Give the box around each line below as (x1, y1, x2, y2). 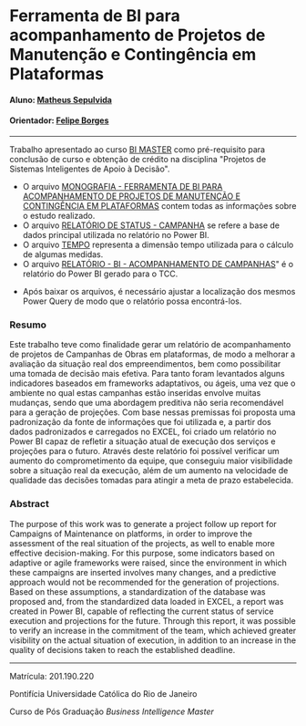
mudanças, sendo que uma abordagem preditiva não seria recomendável (9, 398, 284, 409)
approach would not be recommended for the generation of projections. (9, 576, 280, 587)
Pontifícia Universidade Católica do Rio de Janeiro (9, 688, 198, 699)
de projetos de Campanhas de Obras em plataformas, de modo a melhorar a (9, 348, 296, 360)
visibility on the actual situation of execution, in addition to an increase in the (9, 635, 297, 646)
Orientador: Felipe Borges (9, 115, 109, 126)
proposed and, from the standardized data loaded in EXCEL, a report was (9, 596, 284, 607)
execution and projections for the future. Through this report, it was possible (9, 615, 296, 626)
